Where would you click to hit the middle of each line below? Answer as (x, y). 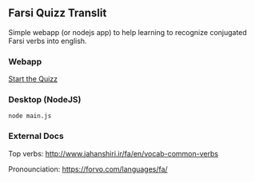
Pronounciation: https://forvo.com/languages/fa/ (88, 169)
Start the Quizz (33, 79)
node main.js (30, 116)
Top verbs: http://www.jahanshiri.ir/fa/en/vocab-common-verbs (113, 153)
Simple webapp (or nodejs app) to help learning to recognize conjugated (128, 32)
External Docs (36, 136)
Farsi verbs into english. (48, 41)
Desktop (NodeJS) (45, 100)
